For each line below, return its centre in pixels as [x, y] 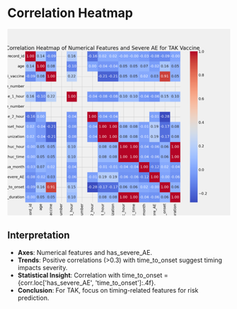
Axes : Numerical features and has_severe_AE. [85, 252]
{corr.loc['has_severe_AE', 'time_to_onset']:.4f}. [87, 283]
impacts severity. [42, 267]
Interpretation [39, 235]
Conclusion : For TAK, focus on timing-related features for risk [108, 290]
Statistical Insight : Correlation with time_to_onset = [93, 275]
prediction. [33, 298]
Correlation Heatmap [70, 13]
